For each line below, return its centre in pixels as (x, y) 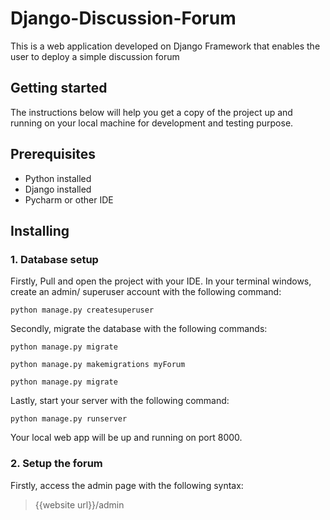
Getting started (59, 88)
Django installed (58, 189)
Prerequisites (53, 154)
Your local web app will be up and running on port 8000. (126, 438)
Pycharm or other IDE (69, 199)
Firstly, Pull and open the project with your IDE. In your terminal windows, (161, 281)
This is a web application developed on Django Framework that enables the (165, 46)
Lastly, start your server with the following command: (120, 401)
